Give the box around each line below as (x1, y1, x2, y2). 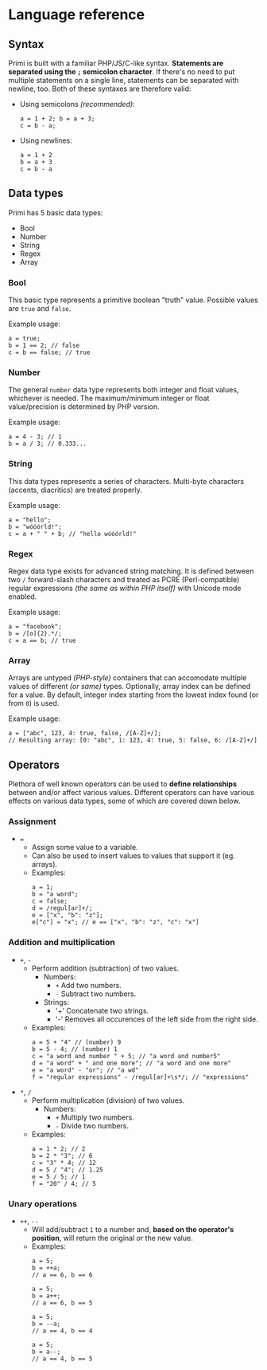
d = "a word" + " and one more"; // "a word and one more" (31, 1059, 232, 1067)
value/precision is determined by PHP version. (8, 402, 161, 411)
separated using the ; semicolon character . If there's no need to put (8, 67, 235, 77)
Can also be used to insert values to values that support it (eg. (31, 851, 236, 860)
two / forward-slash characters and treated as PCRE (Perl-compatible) (8, 575, 240, 584)
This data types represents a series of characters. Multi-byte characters (8, 476, 245, 486)
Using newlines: (19, 136, 73, 145)
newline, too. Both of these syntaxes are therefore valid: (8, 84, 192, 93)
